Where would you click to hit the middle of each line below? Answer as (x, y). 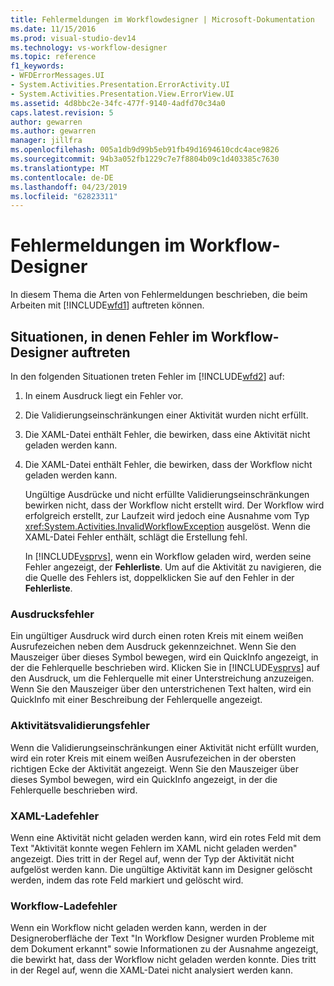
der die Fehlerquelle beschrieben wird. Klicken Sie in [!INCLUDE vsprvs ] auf (165, 668)
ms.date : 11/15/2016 (53, 29)
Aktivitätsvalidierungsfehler (80, 726)
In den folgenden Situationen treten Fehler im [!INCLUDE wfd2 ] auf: (147, 376)
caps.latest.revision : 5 (62, 112)
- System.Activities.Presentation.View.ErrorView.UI (122, 94)
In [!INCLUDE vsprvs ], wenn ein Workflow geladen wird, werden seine (168, 556)
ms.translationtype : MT (60, 168)
